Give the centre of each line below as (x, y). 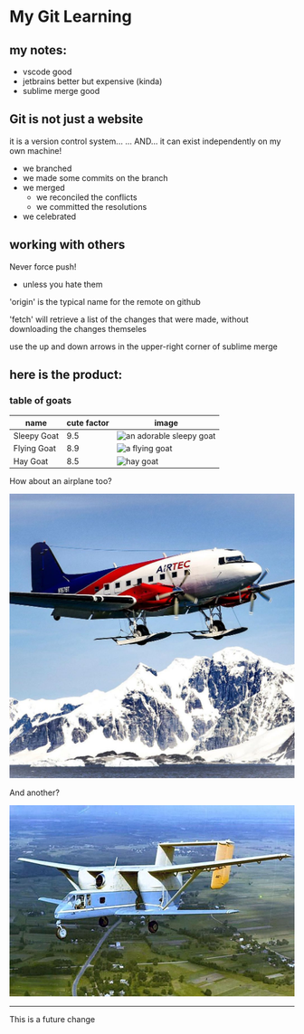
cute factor (88, 422)
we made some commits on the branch (95, 177)
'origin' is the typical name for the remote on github (105, 301)
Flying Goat (35, 449)
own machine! (36, 150)
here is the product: (66, 375)
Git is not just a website (76, 119)
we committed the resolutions (91, 206)
